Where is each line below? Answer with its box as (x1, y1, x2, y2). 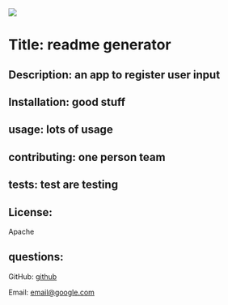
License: (8, 205, 53, 219)
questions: (8, 250, 64, 264)
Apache (8, 227, 35, 236)
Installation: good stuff (8, 95, 126, 108)
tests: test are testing (8, 178, 119, 192)
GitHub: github (8, 271, 57, 282)
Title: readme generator (8, 36, 171, 54)
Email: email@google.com (8, 287, 95, 297)
